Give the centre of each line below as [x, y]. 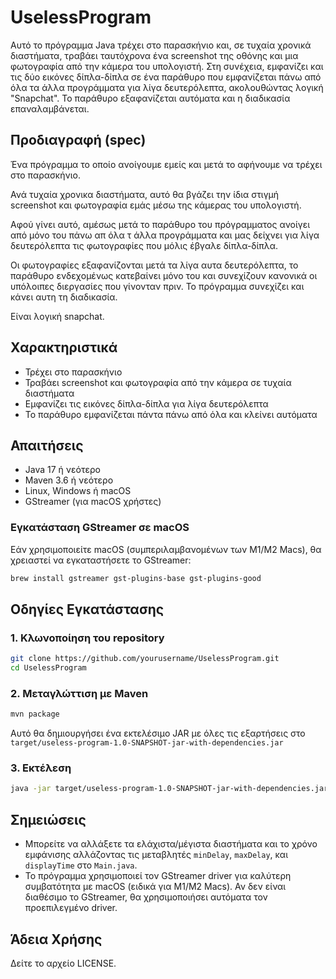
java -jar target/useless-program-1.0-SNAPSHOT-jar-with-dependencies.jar [169, 789]
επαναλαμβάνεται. [50, 108]
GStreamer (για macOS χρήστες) [93, 502]
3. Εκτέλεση [41, 768]
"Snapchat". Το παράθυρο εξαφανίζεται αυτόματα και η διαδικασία [150, 98]
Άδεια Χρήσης [56, 939]
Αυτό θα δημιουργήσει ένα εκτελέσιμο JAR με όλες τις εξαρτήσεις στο [158, 733]
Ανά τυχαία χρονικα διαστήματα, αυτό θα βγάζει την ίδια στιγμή [144, 194]
